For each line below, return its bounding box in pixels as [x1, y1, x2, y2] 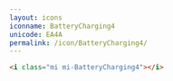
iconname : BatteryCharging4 [9, 22, 116, 31]
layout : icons [9, 13, 63, 22]
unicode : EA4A [9, 30, 63, 39]
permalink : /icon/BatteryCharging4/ [9, 38, 148, 48]
